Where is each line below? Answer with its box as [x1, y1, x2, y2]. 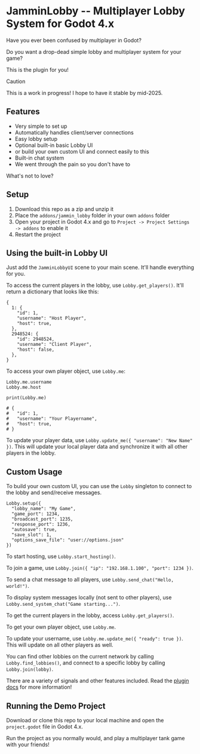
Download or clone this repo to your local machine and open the [6, 717, 164, 724]
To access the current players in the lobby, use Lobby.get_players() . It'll [6, 282, 184, 289]
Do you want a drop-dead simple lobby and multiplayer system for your [6, 48, 182, 55]
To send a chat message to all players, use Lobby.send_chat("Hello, [6, 576, 174, 583]
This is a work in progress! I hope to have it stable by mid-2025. [6, 89, 163, 96]
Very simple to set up [14, 122, 67, 130]
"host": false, [17, 347, 55, 353]
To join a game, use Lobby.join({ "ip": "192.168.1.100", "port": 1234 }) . [6, 565, 194, 572]
